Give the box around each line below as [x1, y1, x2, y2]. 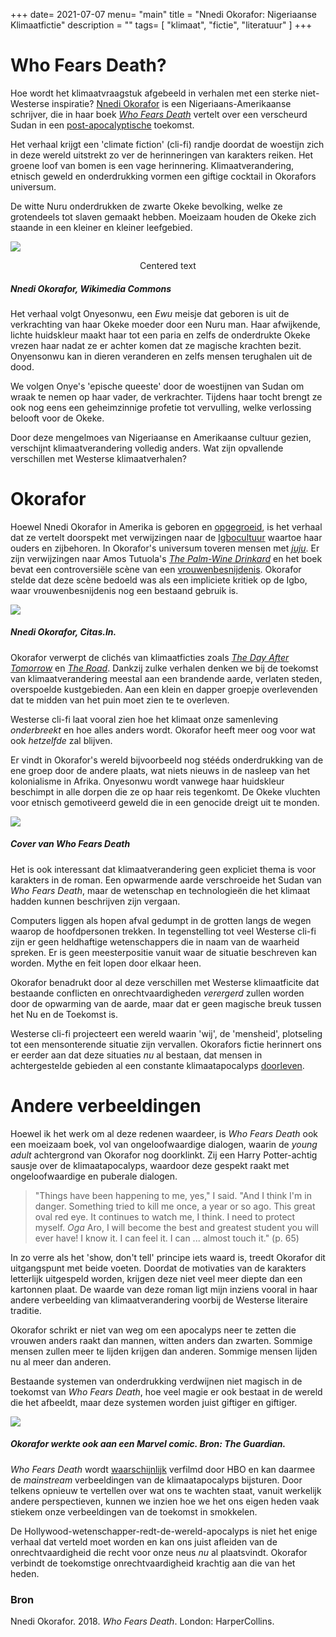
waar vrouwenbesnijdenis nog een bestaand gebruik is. [10, 584, 239, 596]
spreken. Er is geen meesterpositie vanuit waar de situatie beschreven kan [10, 946, 318, 958]
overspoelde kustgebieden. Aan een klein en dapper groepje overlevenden [10, 683, 318, 695]
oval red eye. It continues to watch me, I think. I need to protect [34, 1210, 296, 1223]
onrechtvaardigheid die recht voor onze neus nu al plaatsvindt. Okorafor [10, 1546, 308, 1558]
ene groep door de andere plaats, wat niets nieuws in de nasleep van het [10, 764, 311, 776]
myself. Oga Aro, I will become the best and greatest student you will [34, 1221, 319, 1233]
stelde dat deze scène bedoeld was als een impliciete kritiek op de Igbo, [10, 574, 308, 586]
